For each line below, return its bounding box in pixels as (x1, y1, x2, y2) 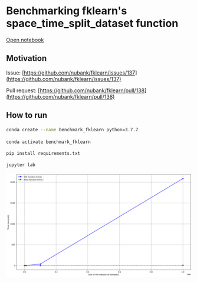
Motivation (6, 53, 47, 63)
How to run (6, 111, 48, 121)
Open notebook (6, 36, 44, 43)
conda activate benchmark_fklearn (6, 139, 91, 145)
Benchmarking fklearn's (6, 4, 127, 18)
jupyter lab (6, 162, 35, 168)
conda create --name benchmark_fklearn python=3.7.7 (6, 127, 139, 132)
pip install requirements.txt (6, 151, 81, 157)
